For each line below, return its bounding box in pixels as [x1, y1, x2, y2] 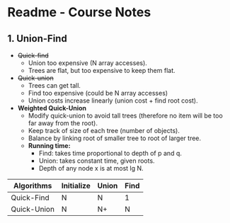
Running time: [28, 142, 71, 149]
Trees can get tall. [28, 81, 81, 89]
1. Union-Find [7, 33, 67, 45]
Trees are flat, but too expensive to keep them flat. [28, 67, 176, 74]
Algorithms [13, 181, 52, 190]
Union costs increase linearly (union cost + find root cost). [28, 96, 198, 105]
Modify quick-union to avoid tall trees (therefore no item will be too [28, 111, 223, 120]
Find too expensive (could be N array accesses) [28, 89, 168, 97]
